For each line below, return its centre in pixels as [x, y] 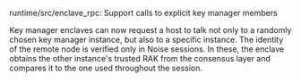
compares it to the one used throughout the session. [106, 68]
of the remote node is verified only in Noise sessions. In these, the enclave [147, 49]
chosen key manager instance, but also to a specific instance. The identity [146, 40]
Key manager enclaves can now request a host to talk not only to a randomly [150, 30]
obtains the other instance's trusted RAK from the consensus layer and [140, 58]
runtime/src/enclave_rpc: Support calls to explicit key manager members [143, 13]
